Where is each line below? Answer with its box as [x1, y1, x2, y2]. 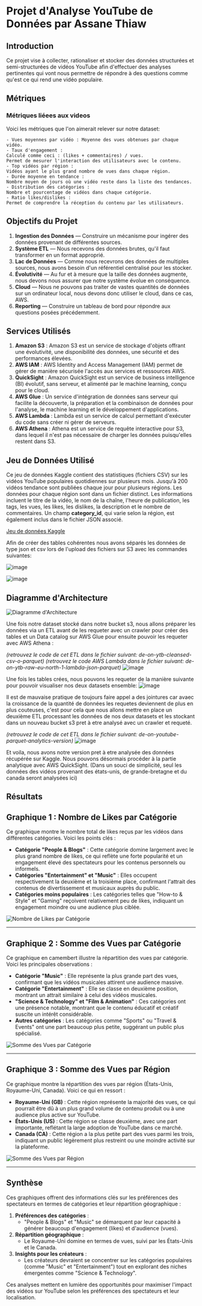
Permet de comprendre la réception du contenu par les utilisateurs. [6, 200, 185, 206]
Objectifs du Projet [6, 216, 78, 227]
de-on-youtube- [138, 730, 179, 737]
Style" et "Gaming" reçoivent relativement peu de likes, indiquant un [14, 897, 184, 905]
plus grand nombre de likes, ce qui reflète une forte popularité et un [14, 852, 183, 860]
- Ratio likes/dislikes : [6, 194, 71, 201]
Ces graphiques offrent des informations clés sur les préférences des [6, 1194, 179, 1201]
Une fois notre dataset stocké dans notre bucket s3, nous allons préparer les [6, 620, 196, 627]
